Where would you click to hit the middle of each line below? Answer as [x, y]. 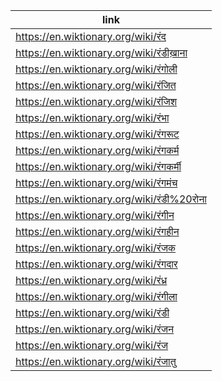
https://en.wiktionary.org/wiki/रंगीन [95, 215]
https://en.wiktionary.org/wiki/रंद [91, 36]
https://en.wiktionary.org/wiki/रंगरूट [97, 134]
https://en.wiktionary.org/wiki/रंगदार [96, 264]
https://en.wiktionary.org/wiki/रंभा [92, 117]
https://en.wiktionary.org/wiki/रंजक [96, 247]
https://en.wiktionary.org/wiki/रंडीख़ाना [101, 52]
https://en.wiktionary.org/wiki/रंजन [95, 329]
